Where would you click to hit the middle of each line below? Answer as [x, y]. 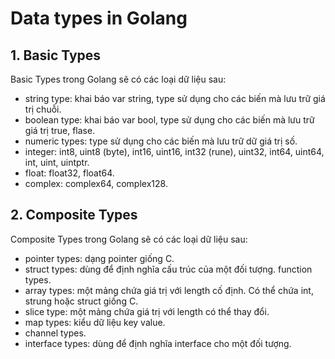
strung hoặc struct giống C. [81, 301]
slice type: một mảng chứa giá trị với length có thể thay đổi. [147, 311]
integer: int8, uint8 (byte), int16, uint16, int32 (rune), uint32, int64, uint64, [174, 151]
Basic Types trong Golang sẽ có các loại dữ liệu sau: [118, 79]
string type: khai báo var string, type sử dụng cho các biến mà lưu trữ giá [175, 98]
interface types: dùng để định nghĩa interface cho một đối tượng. [158, 343]
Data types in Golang [99, 18]
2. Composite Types [74, 215]
